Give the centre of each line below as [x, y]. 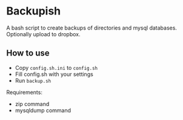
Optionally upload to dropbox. [43, 34]
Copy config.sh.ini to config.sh [56, 68]
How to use [28, 53]
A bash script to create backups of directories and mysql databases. [92, 28]
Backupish [34, 11]
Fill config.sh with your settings [54, 74]
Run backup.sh [33, 80]
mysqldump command [43, 110]
